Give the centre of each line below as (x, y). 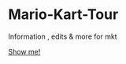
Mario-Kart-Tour (63, 15)
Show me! (24, 51)
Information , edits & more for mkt (63, 36)
